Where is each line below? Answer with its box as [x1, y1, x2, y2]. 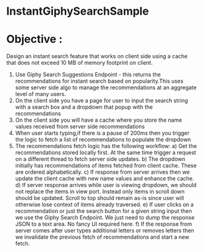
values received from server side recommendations [15, 123, 145, 130]
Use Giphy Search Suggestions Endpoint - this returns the [15, 71, 161, 78]
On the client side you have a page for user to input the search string [15, 97, 188, 105]
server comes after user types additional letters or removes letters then [15, 227, 194, 234]
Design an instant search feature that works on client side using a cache [6, 53, 188, 60]
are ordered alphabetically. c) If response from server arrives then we [15, 168, 190, 176]
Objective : [6, 32, 63, 46]
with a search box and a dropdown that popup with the [15, 103, 153, 111]
